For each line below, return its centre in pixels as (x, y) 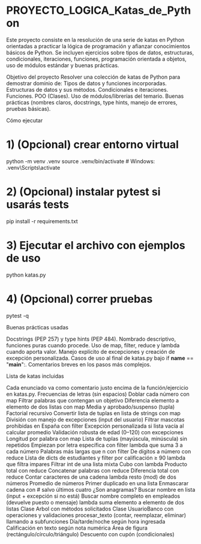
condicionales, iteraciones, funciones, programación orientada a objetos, (97, 59)
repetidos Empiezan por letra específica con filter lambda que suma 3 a (94, 445)
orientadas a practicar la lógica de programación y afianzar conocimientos (98, 46)
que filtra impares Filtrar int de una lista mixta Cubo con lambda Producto (97, 464)
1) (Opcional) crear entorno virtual (92, 145)
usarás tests (38, 205)
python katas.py (26, 275)
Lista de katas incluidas (35, 376)
